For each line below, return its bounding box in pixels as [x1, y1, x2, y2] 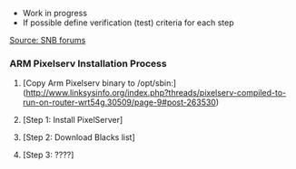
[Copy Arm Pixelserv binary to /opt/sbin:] [22, 78, 177, 89]
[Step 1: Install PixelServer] [22, 115, 123, 126]
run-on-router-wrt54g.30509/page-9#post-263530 [22, 97, 216, 108]
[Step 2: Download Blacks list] [22, 132, 136, 143]
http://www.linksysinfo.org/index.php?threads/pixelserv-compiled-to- [25, 88, 287, 99]
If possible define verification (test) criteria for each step [22, 17, 234, 28]
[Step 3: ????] [22, 149, 74, 161]
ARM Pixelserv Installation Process [9, 57, 167, 70]
